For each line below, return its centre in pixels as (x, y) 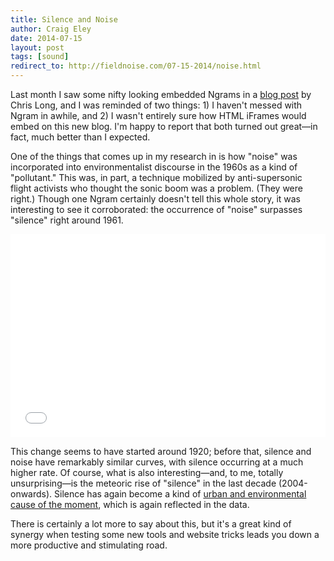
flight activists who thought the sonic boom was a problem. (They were (156, 188)
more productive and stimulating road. (89, 545)
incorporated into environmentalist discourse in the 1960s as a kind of (154, 167)
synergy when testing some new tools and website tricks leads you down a (165, 534)
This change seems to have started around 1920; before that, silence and (161, 451)
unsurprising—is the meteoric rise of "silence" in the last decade (143, 483)
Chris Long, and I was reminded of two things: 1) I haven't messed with (156, 105)
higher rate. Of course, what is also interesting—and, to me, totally (147, 472)
